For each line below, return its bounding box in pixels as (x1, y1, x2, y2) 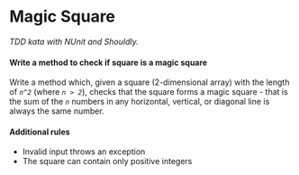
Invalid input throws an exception (22, 146, 146, 157)
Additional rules (9, 126, 70, 137)
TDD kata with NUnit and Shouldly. (9, 36, 139, 47)
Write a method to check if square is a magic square (9, 57, 208, 68)
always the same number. (9, 106, 105, 116)
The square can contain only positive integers (22, 156, 193, 167)
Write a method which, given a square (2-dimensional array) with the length (9, 77, 290, 87)
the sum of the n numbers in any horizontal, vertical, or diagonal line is (9, 97, 270, 107)
